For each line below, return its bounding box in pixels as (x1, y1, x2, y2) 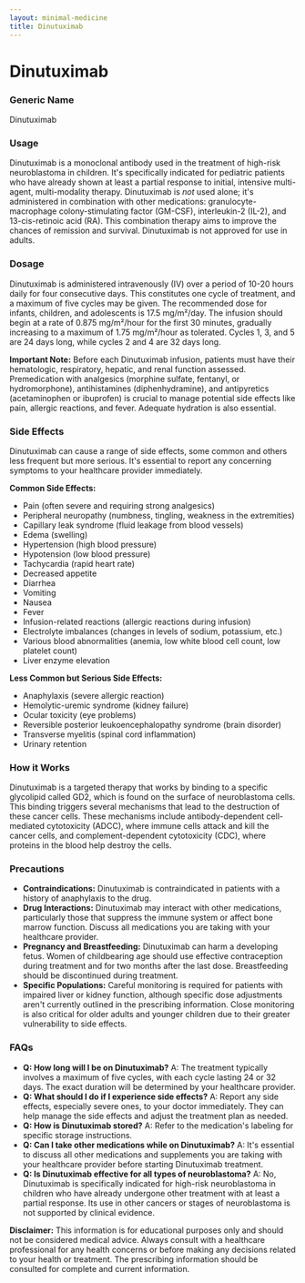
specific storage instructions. (22, 1129, 133, 1140)
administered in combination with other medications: (9, 197, 207, 207)
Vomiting (22, 587, 56, 598)
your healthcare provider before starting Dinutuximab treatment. (22, 1158, 264, 1169)
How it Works (9, 761, 70, 773)
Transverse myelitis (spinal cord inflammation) (22, 729, 197, 740)
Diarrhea (22, 577, 56, 588)
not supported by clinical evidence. (22, 1207, 156, 1217)
